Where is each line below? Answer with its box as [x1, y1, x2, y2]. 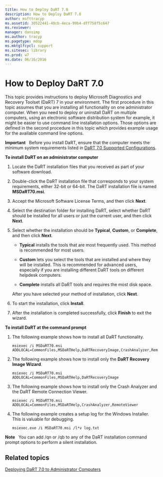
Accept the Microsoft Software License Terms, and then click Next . [12, 198, 147, 204]
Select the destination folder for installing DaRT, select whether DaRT [12, 208, 151, 213]
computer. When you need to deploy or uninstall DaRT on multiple [5, 110, 137, 115]
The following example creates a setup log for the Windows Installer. [12, 411, 149, 417]
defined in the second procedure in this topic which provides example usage [5, 125, 158, 131]
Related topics [5, 454, 49, 462]
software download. [12, 169, 52, 175]
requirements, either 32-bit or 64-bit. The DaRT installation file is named [12, 184, 157, 190]
